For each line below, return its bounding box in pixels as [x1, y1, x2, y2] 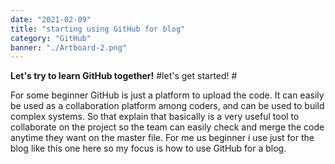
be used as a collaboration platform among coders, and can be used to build [10, 100, 325, 112]
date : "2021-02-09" [10, 14, 92, 25]
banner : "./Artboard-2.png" [10, 42, 128, 53]
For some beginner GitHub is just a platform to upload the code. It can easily [10, 89, 325, 101]
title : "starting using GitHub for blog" [10, 24, 186, 34]
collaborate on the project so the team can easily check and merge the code [10, 121, 325, 133]
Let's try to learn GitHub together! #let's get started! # [10, 70, 238, 82]
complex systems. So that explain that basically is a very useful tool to [10, 111, 300, 123]
